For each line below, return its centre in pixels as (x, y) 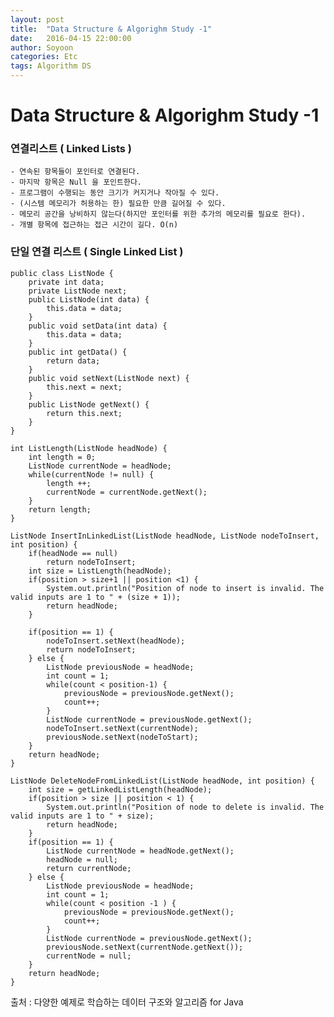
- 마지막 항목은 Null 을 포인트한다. (76, 182)
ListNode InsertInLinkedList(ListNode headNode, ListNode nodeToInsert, (165, 536)
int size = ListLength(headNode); (100, 571)
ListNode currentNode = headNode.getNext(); (140, 851)
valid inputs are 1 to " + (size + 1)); (96, 597)
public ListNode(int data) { (89, 299)
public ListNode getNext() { (89, 404)
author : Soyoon (42, 47)
